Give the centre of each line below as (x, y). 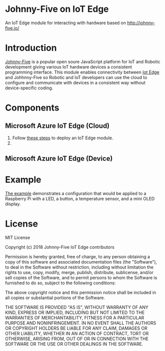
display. (13, 204)
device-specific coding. (29, 88)
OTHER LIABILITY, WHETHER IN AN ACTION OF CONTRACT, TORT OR (77, 334)
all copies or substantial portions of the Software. (55, 298)
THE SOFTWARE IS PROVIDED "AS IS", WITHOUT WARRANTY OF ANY (77, 308)
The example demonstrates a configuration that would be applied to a (76, 194)
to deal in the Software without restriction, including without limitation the (79, 267)
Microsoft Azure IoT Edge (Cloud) (57, 126)
